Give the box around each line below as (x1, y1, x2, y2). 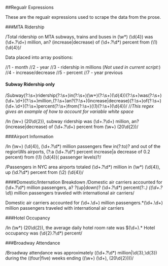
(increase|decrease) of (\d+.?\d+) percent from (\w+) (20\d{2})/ (5, 124, 139, 130)
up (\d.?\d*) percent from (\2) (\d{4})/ (5, 169, 84, 175)
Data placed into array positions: (5, 54, 74, 60)
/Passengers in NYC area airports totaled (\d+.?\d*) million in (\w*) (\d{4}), (5, 164, 161, 170)
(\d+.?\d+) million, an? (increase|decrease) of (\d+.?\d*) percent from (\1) (5, 39, 158, 45)
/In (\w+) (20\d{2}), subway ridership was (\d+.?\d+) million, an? (5, 119, 140, 125)
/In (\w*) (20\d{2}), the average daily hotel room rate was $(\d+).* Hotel (5, 225, 155, 231)
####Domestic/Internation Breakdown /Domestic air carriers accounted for (5, 179, 162, 185)
